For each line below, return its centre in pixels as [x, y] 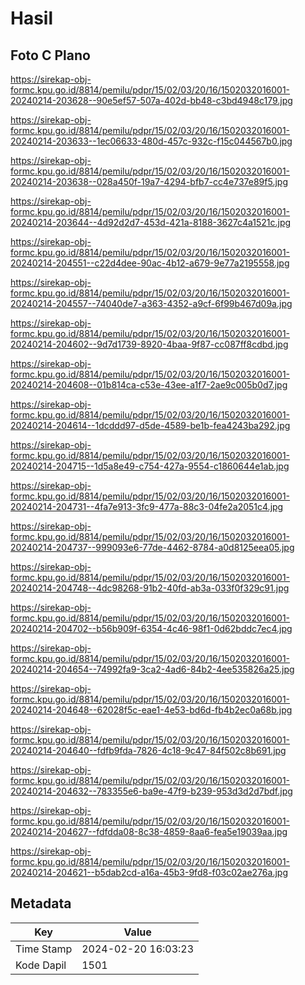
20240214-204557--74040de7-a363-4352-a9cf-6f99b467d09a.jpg [151, 303]
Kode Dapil [41, 965]
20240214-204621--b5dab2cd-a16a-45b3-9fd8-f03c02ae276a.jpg [149, 872]
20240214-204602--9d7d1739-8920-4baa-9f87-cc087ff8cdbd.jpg [149, 344]
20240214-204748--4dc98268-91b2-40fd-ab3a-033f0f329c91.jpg [150, 588]
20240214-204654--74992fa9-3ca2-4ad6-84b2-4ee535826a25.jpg [152, 669]
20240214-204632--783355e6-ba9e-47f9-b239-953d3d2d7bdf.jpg [151, 791]
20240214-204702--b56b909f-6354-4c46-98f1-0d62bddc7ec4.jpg [151, 628]
